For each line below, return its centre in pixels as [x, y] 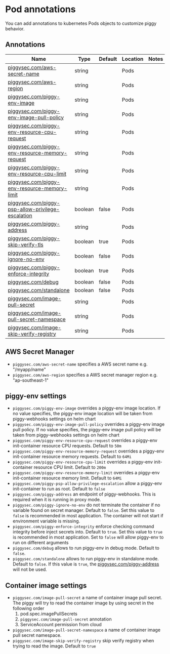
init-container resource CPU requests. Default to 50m [67, 446]
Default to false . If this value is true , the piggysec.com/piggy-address [86, 564]
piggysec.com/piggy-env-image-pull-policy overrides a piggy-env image [89, 424]
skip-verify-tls [26, 244]
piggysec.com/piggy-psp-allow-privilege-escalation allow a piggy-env [87, 483]
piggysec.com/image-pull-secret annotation [66, 619]
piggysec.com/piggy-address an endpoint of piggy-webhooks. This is [84, 494]
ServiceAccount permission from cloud [61, 625]
